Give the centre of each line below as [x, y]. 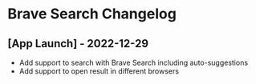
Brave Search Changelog [92, 14]
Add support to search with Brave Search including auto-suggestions [134, 62]
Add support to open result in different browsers [99, 71]
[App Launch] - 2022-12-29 [78, 44]
